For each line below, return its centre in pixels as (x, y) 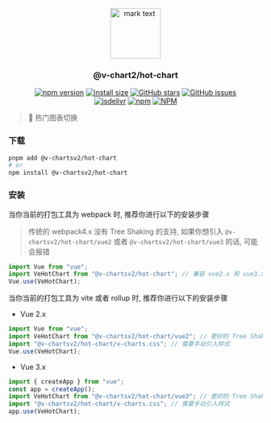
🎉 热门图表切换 (53, 118)
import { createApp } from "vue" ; (67, 382)
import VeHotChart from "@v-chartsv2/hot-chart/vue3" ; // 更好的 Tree (128, 396)
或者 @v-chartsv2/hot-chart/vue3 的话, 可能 (186, 241)
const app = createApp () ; (52, 389)
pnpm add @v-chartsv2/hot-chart (63, 158)
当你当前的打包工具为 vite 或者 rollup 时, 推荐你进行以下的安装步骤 (118, 298)
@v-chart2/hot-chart (135, 75)
